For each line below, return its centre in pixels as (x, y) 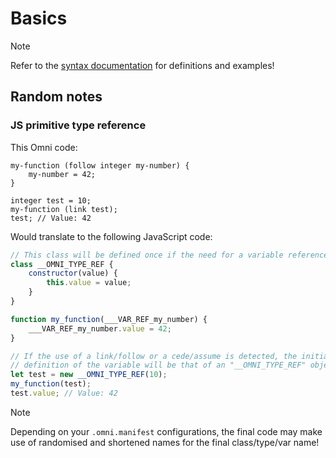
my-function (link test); (64, 209)
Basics (39, 18)
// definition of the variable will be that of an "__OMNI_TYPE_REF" (158, 365)
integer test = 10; (51, 200)
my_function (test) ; (51, 384)
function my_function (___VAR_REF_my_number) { (109, 319)
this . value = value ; (89, 283)
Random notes (56, 97)
